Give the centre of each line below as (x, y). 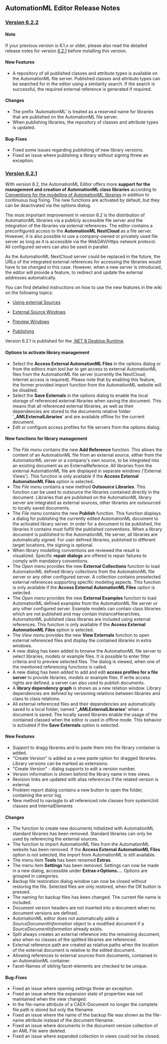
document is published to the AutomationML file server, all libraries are (85, 534)
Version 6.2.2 (22, 22)
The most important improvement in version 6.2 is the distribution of (75, 215)
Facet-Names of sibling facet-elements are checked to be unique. (80, 966)
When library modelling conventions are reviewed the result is (76, 550)
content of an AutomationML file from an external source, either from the (87, 455)
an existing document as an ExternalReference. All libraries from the (82, 465)
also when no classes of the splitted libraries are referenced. (75, 940)
